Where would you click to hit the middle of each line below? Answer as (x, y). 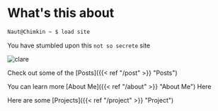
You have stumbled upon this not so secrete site (79, 45)
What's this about (61, 13)
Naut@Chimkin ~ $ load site (49, 32)
